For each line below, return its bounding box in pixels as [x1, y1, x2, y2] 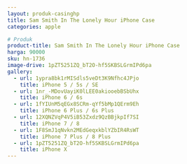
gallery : [7, 68, 33, 75]
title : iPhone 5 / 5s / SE [20, 81, 99, 88]
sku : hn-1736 [7, 55, 46, 63]
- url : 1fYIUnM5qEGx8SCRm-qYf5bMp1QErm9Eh [13, 100, 139, 108]
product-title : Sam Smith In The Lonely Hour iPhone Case [7, 43, 180, 50]
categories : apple [7, 23, 61, 30]
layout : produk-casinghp [7, 10, 80, 17]
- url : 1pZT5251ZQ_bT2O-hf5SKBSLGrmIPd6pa [13, 140, 139, 147]
